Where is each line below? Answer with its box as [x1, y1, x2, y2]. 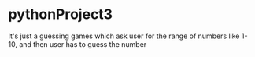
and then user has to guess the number [19, 39, 147, 48]
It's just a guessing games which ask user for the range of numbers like [8, 31, 240, 41]
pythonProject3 [8, 5, 113, 23]
